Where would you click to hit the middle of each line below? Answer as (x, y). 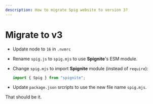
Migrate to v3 (34, 35)
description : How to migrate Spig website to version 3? (67, 10)
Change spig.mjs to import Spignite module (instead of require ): (80, 68)
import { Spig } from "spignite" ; (49, 78)
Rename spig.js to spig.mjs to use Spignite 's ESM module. (75, 59)
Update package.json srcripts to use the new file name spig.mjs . (80, 87)
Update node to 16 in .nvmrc (42, 49)
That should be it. (24, 97)
